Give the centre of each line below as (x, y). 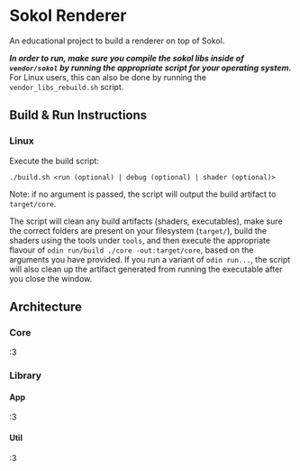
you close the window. (51, 278)
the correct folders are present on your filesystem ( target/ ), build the (138, 230)
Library (26, 375)
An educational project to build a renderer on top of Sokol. (117, 41)
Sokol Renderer (68, 16)
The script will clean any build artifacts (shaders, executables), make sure (146, 221)
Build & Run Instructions (78, 115)
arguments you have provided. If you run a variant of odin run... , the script (150, 259)
